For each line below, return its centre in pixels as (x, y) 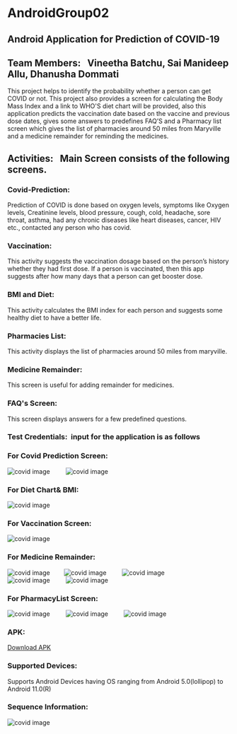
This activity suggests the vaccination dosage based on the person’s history (118, 261)
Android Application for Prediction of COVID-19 (114, 39)
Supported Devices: (42, 666)
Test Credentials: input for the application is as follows (104, 437)
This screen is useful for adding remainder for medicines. (91, 385)
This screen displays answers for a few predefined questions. (97, 419)
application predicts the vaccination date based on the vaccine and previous (118, 114)
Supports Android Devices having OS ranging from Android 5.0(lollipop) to (115, 681)
